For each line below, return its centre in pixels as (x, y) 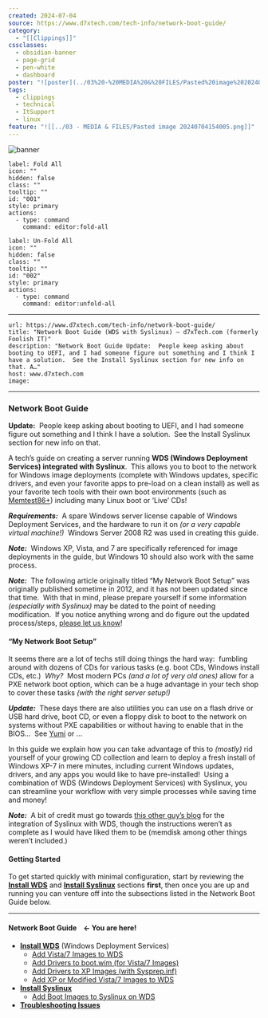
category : (25, 30)
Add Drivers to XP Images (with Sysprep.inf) (104, 971)
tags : (17, 90)
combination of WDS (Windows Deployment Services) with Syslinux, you (128, 783)
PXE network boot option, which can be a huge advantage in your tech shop (134, 684)
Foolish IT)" (30, 339)
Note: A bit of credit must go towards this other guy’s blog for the (116, 816)
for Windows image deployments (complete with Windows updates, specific (133, 475)
